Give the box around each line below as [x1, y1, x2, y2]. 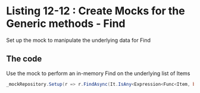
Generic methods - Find [6, 17, 126, 30]
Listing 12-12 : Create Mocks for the [6, 4, 186, 18]
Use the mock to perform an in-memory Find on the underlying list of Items [6, 70, 190, 77]
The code [6, 54, 42, 64]
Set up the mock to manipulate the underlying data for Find [6, 36, 151, 44]
